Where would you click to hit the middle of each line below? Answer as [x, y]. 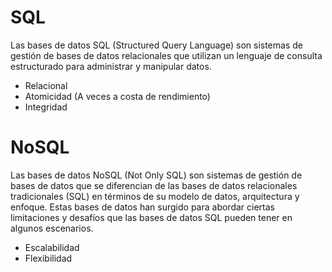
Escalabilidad [52, 247]
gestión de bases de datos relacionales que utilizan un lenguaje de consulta [166, 55]
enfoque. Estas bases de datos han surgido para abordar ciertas [142, 207]
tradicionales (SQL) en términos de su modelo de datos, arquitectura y [155, 196]
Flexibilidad [48, 258]
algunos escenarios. [52, 228]
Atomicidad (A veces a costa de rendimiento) [117, 96]
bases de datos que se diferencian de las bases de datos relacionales [154, 185]
